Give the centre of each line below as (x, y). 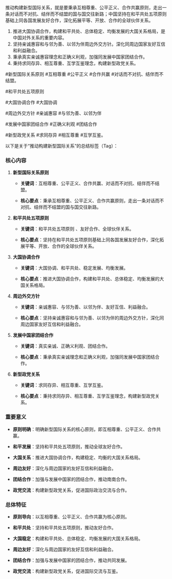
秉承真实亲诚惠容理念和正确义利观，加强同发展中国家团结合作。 (80, 57)
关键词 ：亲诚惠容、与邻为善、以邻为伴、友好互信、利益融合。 (85, 307)
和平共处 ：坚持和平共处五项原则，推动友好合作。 (64, 527)
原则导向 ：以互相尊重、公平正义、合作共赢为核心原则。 (71, 516)
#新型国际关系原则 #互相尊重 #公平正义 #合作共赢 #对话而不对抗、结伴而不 (84, 74)
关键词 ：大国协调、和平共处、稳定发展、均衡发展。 (74, 268)
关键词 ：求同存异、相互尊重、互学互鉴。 (63, 385)
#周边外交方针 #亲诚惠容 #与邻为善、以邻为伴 (53, 113)
